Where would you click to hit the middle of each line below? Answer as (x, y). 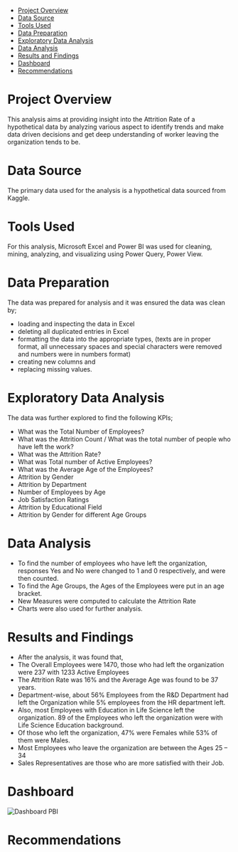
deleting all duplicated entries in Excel (73, 331)
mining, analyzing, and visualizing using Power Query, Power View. (105, 254)
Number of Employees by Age (61, 492)
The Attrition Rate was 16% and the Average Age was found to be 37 (118, 680)
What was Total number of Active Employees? (85, 461)
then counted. (38, 578)
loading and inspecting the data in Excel (76, 324)
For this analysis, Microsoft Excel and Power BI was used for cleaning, (110, 246)
